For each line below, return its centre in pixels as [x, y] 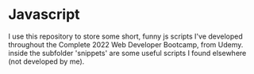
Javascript [44, 15]
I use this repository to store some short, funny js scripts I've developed [126, 36]
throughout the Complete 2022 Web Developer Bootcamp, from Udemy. [126, 44]
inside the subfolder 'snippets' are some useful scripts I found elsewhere [127, 53]
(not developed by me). [46, 61]
